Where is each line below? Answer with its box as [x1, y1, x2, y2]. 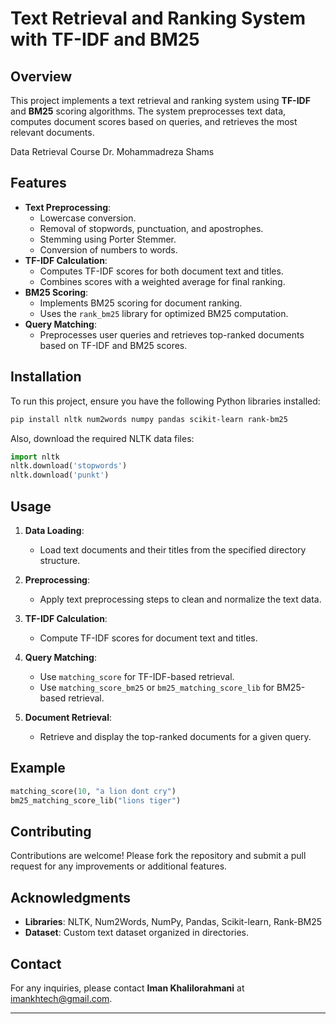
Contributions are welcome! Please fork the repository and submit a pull [10, 850, 307, 862]
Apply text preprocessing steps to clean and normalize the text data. [39, 593, 322, 605]
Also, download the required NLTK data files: [10, 432, 195, 444]
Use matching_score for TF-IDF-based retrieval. [39, 670, 235, 682]
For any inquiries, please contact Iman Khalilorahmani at [10, 982, 245, 994]
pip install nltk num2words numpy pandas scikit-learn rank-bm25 [10, 414, 288, 424]
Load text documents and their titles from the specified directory [39, 543, 307, 556]
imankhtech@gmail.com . [10, 992, 113, 1004]
